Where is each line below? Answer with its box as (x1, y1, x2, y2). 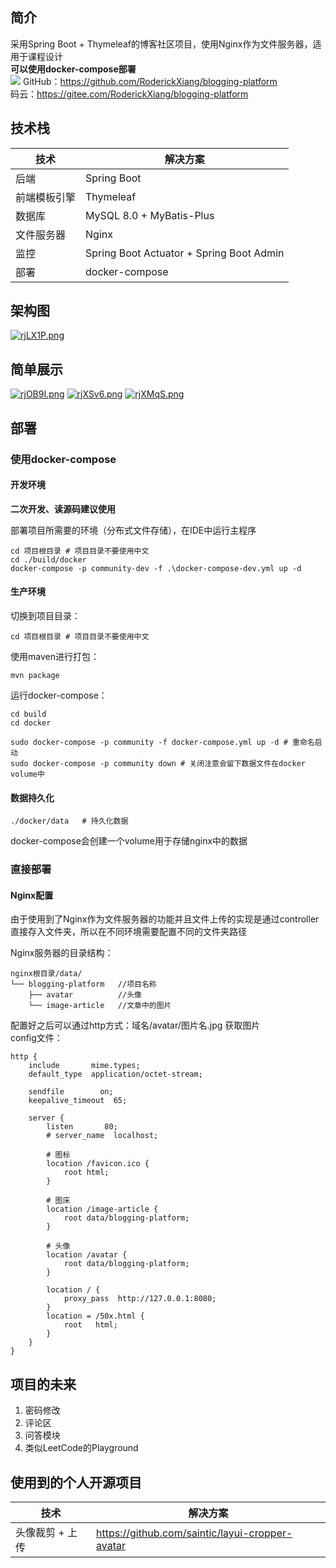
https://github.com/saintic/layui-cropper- (95, 1526, 293, 1540)
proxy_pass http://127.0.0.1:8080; (63, 1294, 217, 1304)
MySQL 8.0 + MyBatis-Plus (85, 208, 215, 222)
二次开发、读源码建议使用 (10, 503, 116, 515)
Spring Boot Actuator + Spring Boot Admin (85, 246, 285, 260)
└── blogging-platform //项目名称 (10, 979, 157, 990)
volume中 (10, 769, 45, 779)
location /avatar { (46, 1250, 128, 1260)
